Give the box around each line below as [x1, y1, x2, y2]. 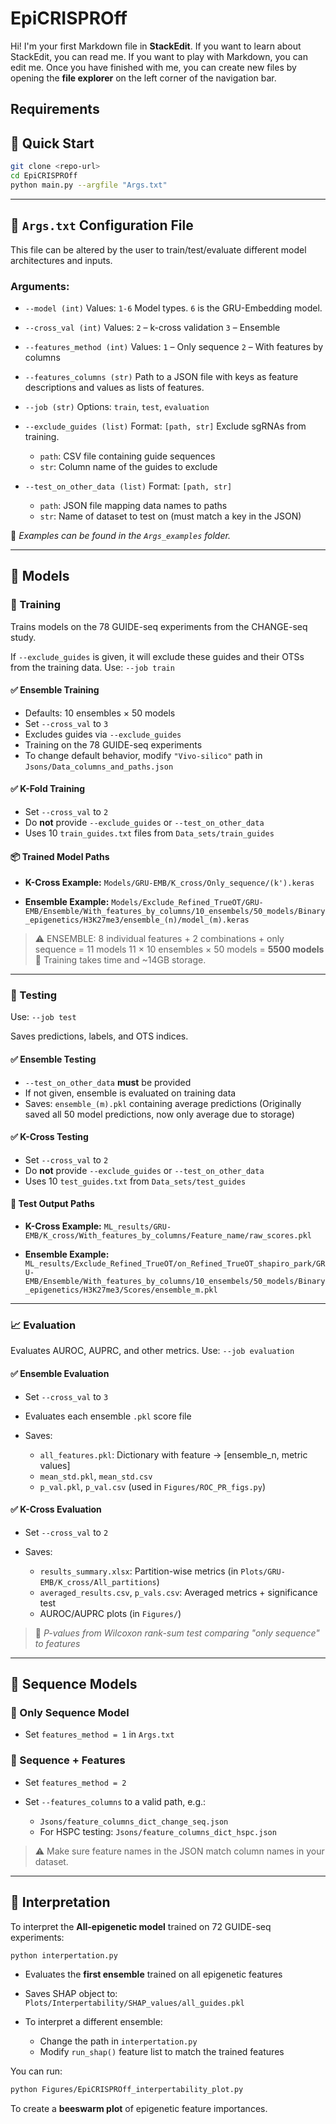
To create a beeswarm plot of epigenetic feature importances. [10, 2103, 268, 2115]
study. [10, 631, 37, 643]
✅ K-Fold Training [10, 783, 86, 795]
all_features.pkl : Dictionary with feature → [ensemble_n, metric [39, 1448, 308, 1461]
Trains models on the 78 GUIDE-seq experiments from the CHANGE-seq [10, 620, 308, 632]
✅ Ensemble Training [10, 684, 100, 696]
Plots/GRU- [240, 1567, 286, 1577]
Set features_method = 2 [24, 1776, 127, 1788]
